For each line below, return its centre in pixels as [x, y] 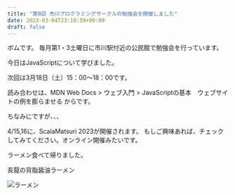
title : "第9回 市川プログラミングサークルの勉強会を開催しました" [92, 14]
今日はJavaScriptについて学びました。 [62, 63]
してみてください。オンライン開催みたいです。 [74, 140]
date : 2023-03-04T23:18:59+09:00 [56, 20]
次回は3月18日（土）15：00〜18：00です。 [69, 77]
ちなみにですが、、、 [35, 116]
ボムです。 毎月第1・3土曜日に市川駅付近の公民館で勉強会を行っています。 [115, 48]
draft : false [26, 27]
